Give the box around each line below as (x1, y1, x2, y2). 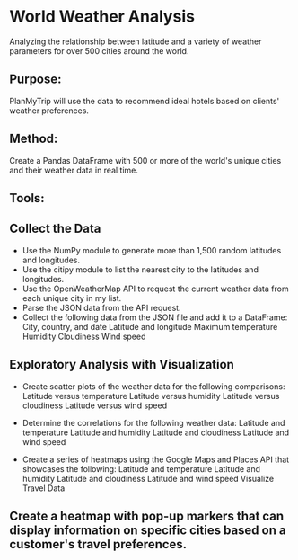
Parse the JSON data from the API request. (22, 302, 181, 313)
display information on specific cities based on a (9, 522, 286, 538)
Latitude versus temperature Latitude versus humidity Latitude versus (22, 390, 280, 401)
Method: (9, 131, 58, 147)
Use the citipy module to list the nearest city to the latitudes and (22, 263, 259, 275)
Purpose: (9, 72, 62, 87)
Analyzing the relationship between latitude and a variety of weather (9, 36, 262, 47)
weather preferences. (9, 105, 90, 116)
